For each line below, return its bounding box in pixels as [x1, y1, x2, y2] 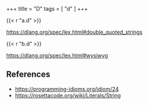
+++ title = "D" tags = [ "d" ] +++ [6, 5, 88, 12]
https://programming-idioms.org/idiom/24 [14, 85, 119, 92]
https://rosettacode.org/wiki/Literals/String [14, 92, 121, 99]
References [6, 69, 50, 80]
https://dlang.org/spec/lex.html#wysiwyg [6, 52, 108, 59]
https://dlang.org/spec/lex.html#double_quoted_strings [6, 28, 143, 36]
